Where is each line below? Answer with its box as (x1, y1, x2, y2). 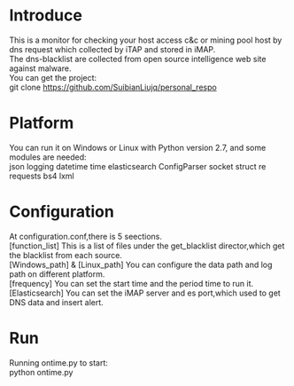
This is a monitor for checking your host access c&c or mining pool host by (9, 35, 282, 45)
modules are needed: (9, 152, 87, 162)
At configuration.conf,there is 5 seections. (9, 231, 162, 241)
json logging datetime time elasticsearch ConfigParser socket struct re (9, 161, 267, 171)
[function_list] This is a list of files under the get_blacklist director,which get (9, 240, 285, 251)
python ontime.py (9, 366, 73, 377)
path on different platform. (9, 268, 105, 280)
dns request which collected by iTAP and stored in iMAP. (9, 43, 216, 54)
